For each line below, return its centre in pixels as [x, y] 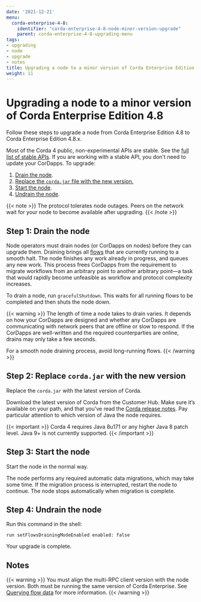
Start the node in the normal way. [47, 466]
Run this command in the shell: [44, 524]
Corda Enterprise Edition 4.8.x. [44, 139]
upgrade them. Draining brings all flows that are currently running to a [92, 252]
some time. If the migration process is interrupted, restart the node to [92, 484]
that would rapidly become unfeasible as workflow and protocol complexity [99, 278]
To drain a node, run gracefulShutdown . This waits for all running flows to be [100, 296]
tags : [13, 40]
